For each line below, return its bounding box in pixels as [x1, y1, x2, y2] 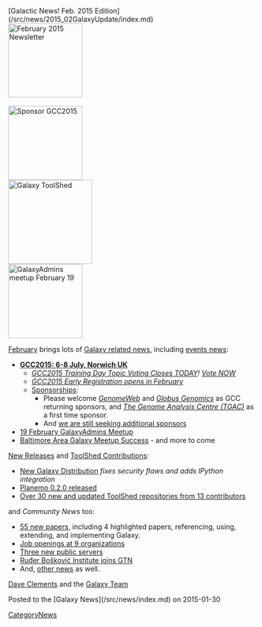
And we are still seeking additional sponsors [43, 419, 187, 428]
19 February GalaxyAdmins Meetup [19, 427, 134, 436]
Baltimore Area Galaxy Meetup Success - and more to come [19, 436, 215, 444]
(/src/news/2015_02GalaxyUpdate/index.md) [8, 14, 154, 24]
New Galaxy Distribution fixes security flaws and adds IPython [19, 466, 223, 475]
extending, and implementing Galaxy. [19, 531, 140, 539]
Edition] [94, 6, 120, 15]
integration [19, 474, 55, 484]
